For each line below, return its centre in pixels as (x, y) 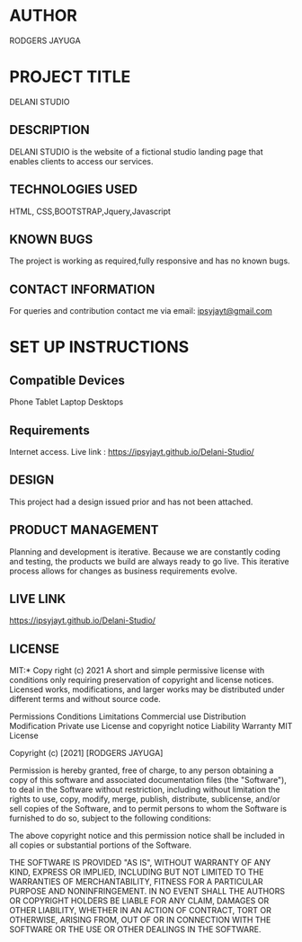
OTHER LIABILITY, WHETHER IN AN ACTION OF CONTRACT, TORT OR (140, 911)
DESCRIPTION (49, 130)
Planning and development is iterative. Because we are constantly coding (145, 551)
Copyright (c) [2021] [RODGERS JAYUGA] (86, 753)
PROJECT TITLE (70, 77)
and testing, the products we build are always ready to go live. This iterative (149, 561)
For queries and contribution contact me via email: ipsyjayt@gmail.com (141, 311)
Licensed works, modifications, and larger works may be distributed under (147, 689)
